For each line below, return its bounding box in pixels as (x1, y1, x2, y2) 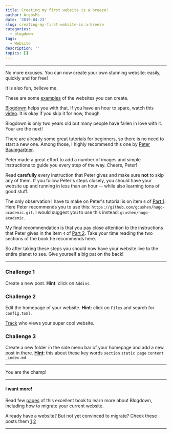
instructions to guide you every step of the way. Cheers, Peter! (5, 162, 137, 168)
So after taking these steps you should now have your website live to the (5, 245, 159, 252)
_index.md (5, 355, 27, 361)
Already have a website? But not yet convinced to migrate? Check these (5, 412, 157, 419)
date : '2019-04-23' (5, 17, 47, 22)
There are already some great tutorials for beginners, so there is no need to (5, 136, 164, 142)
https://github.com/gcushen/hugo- (91, 204, 165, 210)
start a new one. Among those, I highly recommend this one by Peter (5, 141, 150, 147)
